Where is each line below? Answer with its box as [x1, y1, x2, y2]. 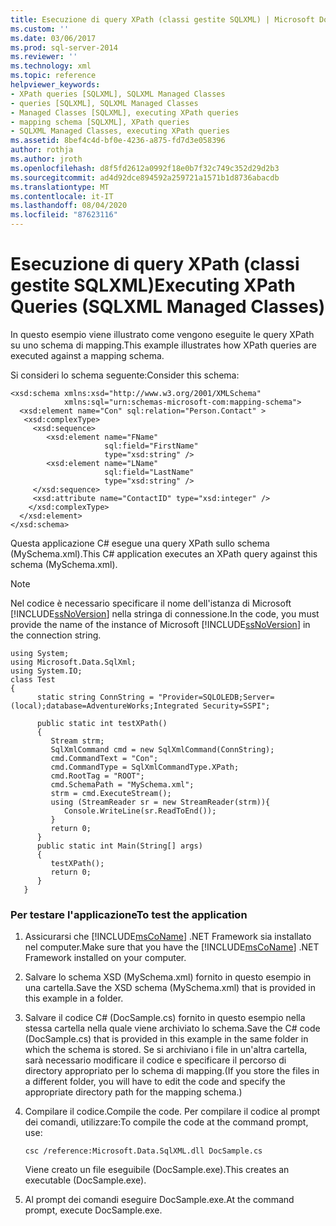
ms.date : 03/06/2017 [10, 33, 97, 43]
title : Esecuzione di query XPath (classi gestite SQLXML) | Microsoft [10, 14, 315, 25]
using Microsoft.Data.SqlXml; [10, 657, 137, 667]
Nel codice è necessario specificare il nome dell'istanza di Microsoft [10, 597, 292, 609]
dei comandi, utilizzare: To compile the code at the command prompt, [24, 1116, 309, 1128]
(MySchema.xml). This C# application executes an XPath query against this [10, 547, 318, 560]
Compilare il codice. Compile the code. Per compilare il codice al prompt [24, 1106, 321, 1118]
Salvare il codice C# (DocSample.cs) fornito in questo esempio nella [24, 1012, 306, 1024]
